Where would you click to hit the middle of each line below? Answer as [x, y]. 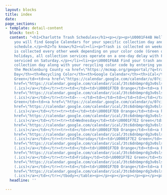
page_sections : [21, 24]
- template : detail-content [34, 28]
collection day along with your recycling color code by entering [84, 65]
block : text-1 [24, 33]
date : [11, 19]
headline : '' [23, 181]
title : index [19, 14]
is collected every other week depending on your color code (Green [86, 51]
